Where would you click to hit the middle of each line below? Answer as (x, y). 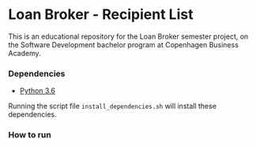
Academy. (24, 53)
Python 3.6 (37, 91)
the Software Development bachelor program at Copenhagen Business (124, 44)
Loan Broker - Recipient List (101, 15)
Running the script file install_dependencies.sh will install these (113, 106)
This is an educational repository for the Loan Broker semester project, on (128, 36)
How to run (30, 135)
